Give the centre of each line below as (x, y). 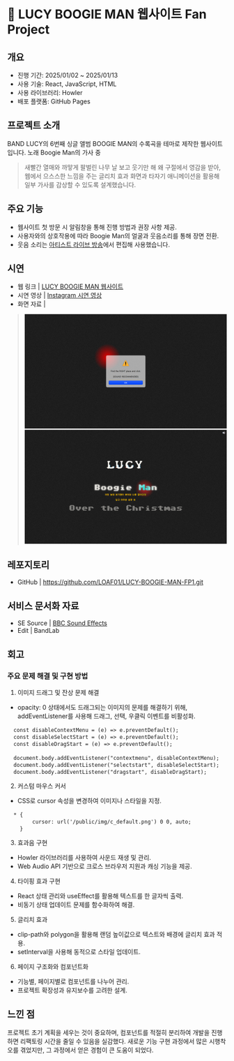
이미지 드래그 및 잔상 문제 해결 (58, 692)
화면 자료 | (31, 304)
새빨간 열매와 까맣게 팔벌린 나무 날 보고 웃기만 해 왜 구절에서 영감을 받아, (123, 167)
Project (29, 30)
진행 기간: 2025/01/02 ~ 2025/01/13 (68, 75)
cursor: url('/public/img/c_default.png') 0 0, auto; (112, 821)
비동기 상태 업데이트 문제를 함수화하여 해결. (76, 905)
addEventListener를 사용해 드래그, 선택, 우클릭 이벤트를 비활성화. (107, 716)
